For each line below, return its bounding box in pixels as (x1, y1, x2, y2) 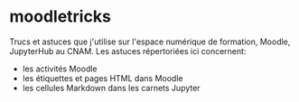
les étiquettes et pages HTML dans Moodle (22, 72, 183, 83)
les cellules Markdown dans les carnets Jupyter (22, 82, 201, 93)
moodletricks (9, 6, 111, 27)
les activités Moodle (22, 63, 98, 74)
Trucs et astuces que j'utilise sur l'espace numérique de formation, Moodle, (9, 36, 291, 47)
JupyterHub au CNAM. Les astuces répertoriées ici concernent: (9, 45, 247, 56)
